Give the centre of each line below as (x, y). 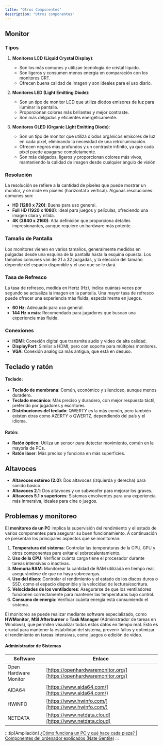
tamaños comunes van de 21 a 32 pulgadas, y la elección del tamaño (74, 259)
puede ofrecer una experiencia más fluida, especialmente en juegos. (73, 298)
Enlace (101, 659)
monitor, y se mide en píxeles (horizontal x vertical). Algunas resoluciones (79, 191)
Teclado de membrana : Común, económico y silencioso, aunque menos (84, 390)
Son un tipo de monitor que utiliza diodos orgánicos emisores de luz (87, 136)
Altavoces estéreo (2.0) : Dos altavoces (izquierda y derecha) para (79, 480)
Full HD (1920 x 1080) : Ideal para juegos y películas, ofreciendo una (80, 210)
